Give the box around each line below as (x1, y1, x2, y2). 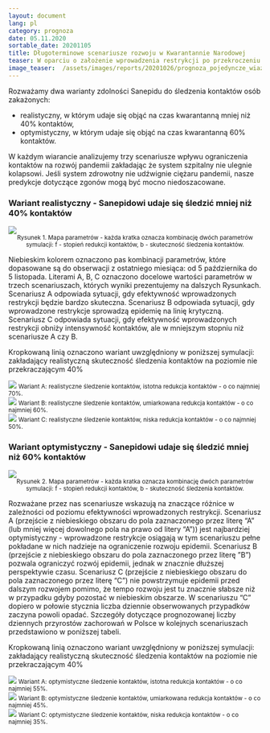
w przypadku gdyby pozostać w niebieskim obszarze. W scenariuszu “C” (8, 593, 252, 603)
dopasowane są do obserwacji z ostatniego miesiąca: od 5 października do (8, 263, 258, 274)
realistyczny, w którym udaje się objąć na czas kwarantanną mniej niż (19, 110, 251, 120)
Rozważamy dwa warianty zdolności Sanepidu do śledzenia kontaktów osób (8, 86, 261, 96)
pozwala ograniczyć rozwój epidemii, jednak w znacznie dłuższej (8, 558, 224, 568)
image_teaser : (8, 64, 56, 72)
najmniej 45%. (8, 702, 48, 710)
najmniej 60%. (8, 406, 48, 414)
